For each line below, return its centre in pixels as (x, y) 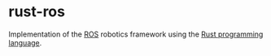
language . (25, 42)
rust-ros (37, 12)
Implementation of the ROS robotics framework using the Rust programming (136, 34)
